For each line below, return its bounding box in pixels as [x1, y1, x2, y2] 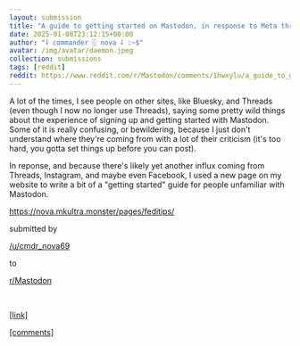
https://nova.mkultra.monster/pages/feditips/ [9, 206, 175, 217]
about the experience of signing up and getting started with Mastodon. [9, 114, 270, 125]
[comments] [9, 326, 54, 337]
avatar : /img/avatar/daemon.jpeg [9, 46, 134, 55]
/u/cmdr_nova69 [9, 240, 71, 251]
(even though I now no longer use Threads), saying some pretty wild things [9, 104, 286, 116]
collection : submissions [9, 54, 102, 63]
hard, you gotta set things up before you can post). [9, 143, 196, 153]
